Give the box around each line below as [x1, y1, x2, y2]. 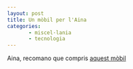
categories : [7, 23, 41, 29]
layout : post [7, 10, 44, 17]
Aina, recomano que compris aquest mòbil [7, 54, 126, 62]
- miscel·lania [28, 29, 72, 36]
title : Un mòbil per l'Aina [7, 16, 87, 23]
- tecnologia [28, 36, 66, 42]
